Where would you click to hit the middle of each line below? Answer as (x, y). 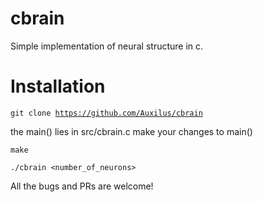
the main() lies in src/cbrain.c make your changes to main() (131, 131)
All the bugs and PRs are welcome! (82, 186)
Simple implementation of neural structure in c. (107, 46)
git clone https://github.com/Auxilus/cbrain (106, 113)
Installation (58, 86)
